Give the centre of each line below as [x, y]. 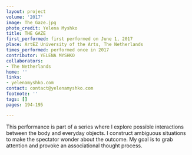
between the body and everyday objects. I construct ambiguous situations [96, 133]
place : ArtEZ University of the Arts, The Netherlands [75, 45]
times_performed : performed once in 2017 [58, 50]
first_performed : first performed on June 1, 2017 [69, 39]
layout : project [26, 11]
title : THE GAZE [26, 34]
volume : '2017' [25, 17]
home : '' [17, 72]
